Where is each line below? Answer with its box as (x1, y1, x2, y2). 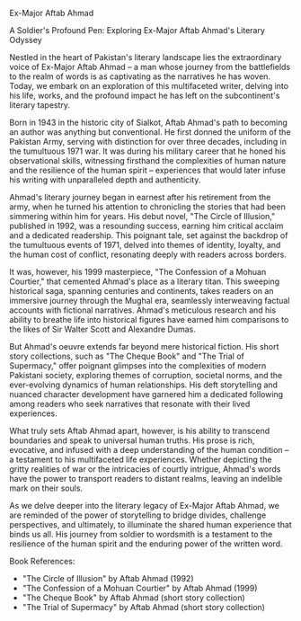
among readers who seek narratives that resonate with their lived (9, 399, 251, 409)
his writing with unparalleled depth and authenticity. (9, 174, 201, 185)
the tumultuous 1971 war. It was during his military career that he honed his (9, 146, 286, 156)
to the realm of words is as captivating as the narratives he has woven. (9, 71, 271, 82)
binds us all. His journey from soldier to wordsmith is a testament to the (9, 529, 273, 539)
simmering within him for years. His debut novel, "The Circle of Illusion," (9, 211, 276, 221)
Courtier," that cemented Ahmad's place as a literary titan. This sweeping (9, 276, 280, 287)
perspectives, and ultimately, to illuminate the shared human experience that (9, 519, 292, 529)
